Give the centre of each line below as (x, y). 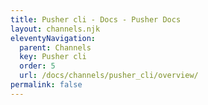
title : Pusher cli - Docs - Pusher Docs (96, 19)
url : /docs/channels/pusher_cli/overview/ (109, 76)
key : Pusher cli (53, 57)
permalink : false (46, 85)
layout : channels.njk (55, 29)
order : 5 (37, 66)
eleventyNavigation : (53, 38)
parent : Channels (55, 47)
